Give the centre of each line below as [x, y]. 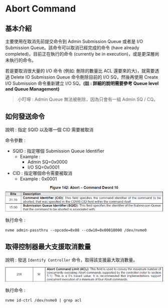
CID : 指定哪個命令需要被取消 [42, 173]
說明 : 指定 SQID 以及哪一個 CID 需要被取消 [49, 129]
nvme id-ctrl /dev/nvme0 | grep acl [43, 300]
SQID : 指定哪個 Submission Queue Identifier [58, 151]
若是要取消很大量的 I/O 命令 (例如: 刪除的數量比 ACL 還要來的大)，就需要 [80, 71]
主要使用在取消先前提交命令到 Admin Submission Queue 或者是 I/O [74, 41]
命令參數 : [15, 140]
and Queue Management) [32, 89]
